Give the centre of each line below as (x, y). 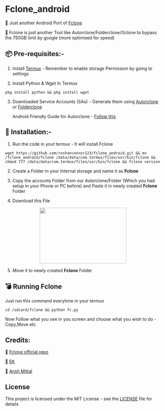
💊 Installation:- (28, 132)
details (12, 404)
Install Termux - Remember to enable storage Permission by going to (82, 68)
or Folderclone (27, 107)
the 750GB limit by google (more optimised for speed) (60, 38)
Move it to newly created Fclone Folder (52, 270)
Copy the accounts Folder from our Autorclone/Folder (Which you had (83, 180)
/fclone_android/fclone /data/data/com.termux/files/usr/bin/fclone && (80, 157)
